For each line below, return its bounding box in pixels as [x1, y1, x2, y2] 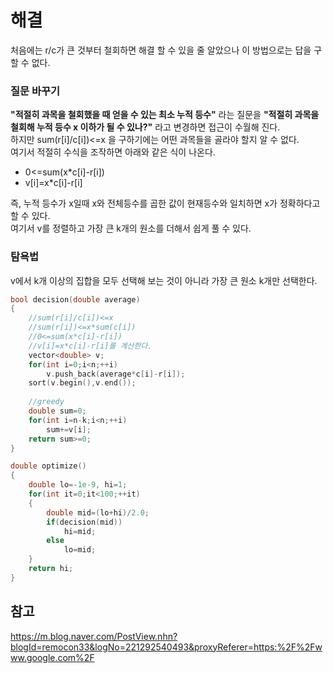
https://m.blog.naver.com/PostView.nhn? [10, 630, 178, 642]
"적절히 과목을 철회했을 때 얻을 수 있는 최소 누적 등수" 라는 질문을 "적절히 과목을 [10, 109, 320, 121]
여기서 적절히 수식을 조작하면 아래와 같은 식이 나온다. [10, 146, 216, 158]
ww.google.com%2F [10, 651, 95, 663]
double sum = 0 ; [28, 406, 87, 416]
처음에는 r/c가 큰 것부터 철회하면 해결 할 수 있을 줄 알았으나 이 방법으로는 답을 [10, 44, 312, 56]
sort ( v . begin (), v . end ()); [28, 378, 137, 388]
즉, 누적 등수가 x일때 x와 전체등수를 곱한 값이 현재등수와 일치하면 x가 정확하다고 [10, 197, 321, 210]
